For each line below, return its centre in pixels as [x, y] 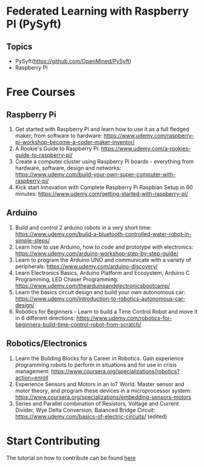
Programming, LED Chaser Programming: [67, 279]
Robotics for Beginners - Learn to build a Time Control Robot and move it [106, 311]
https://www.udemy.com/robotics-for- [124, 318]
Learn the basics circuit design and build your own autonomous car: [100, 292]
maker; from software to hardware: [59, 136]
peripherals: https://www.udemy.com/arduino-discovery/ [86, 266]
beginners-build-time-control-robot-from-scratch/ [78, 324]
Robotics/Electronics [47, 344]
